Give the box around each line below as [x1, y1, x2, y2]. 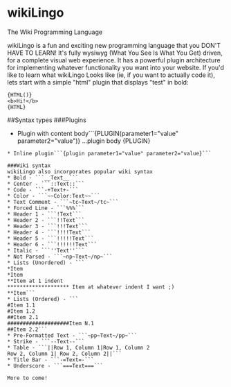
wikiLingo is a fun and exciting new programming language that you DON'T [7, 41, 221, 49]
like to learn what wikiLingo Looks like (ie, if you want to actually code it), [7, 71, 216, 79]
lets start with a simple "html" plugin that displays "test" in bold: [7, 78, 189, 86]
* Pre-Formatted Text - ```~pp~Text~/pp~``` [7, 332, 138, 339]
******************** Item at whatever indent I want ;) [7, 283, 175, 291]
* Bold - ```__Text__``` [7, 174, 79, 181]
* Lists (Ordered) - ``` [7, 295, 79, 302]
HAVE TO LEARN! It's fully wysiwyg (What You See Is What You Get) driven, [7, 49, 223, 57]
